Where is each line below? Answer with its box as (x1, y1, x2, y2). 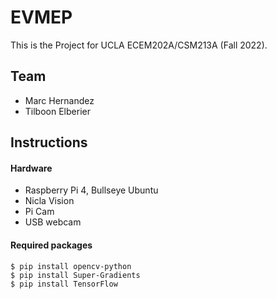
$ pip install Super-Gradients (10, 270, 141, 280)
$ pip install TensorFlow (10, 279, 118, 289)
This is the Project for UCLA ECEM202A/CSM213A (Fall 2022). (10, 39, 268, 51)
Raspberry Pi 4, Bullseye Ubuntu (24, 184, 159, 196)
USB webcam (24, 216, 82, 228)
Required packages (10, 239, 93, 251)
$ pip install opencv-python (10, 261, 132, 271)
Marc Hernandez (24, 94, 95, 106)
